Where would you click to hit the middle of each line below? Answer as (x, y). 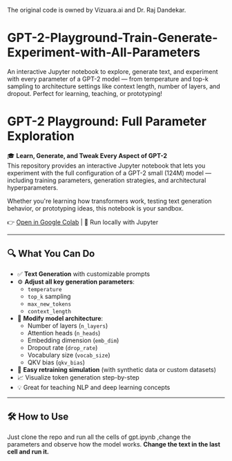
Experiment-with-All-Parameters (104, 53)
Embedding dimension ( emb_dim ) (73, 340)
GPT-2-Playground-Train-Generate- (113, 38)
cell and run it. (28, 451)
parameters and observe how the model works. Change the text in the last (114, 444)
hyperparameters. (33, 187)
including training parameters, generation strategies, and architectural (107, 180)
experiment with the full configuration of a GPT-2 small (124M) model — (109, 173)
